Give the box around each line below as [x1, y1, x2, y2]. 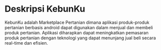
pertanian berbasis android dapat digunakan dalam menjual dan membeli [4, 24, 153, 30]
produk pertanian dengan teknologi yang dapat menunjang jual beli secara [4, 35, 156, 41]
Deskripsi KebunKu [4, 3, 85, 15]
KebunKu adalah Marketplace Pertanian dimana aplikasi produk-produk [4, 19, 150, 25]
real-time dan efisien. [4, 40, 48, 46]
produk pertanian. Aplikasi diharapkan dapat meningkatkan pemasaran [4, 30, 149, 35]
